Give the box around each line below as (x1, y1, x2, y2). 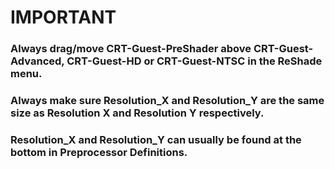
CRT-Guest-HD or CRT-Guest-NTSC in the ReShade (66, 54, 323, 68)
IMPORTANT (10, 6, 117, 29)
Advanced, (10, 54, 65, 68)
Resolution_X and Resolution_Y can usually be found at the (10, 132, 302, 146)
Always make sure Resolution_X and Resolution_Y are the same (10, 94, 325, 108)
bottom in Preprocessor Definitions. (10, 145, 188, 159)
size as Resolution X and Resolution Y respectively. (10, 106, 265, 120)
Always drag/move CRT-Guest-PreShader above (10, 42, 252, 56)
